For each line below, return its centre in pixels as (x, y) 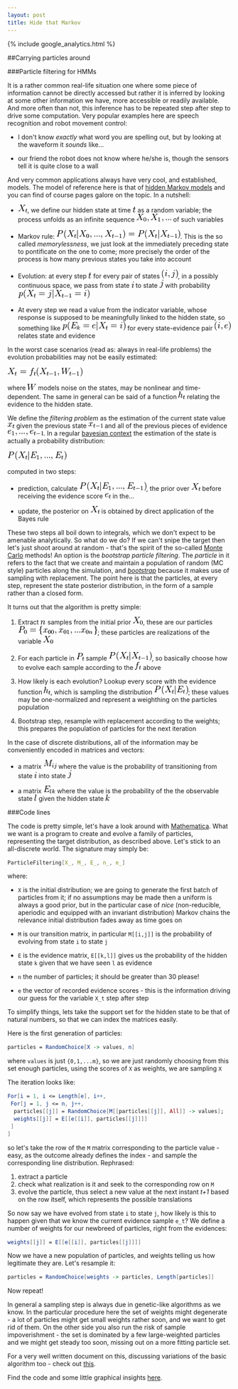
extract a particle (43, 1177)
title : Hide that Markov (44, 22)
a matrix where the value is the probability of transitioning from (117, 766)
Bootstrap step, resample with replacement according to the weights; (119, 721)
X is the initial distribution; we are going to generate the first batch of (118, 890)
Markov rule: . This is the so (120, 236)
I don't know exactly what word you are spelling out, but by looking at (119, 137)
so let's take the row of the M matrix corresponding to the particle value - (114, 1147)
